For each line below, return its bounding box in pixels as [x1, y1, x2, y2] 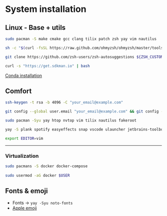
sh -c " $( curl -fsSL [5, 45, 48, 50]
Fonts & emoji [5, 187, 48, 195]
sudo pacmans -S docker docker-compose [5, 163, 88, 169]
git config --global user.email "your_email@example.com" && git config [5, 109, 159, 114]
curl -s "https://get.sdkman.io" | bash [5, 63, 90, 68]
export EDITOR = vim [5, 136, 43, 141]
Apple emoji [12, 205, 37, 211]
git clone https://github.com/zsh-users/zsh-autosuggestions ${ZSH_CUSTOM [5, 54, 164, 59]
